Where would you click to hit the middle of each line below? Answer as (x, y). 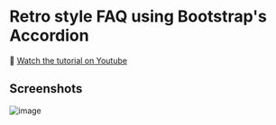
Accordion (49, 36)
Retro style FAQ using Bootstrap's (138, 17)
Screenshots (46, 89)
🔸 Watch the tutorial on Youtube (69, 60)
